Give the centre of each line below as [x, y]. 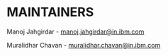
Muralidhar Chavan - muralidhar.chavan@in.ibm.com [84, 45]
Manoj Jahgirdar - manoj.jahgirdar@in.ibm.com [75, 31]
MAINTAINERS [50, 12]
